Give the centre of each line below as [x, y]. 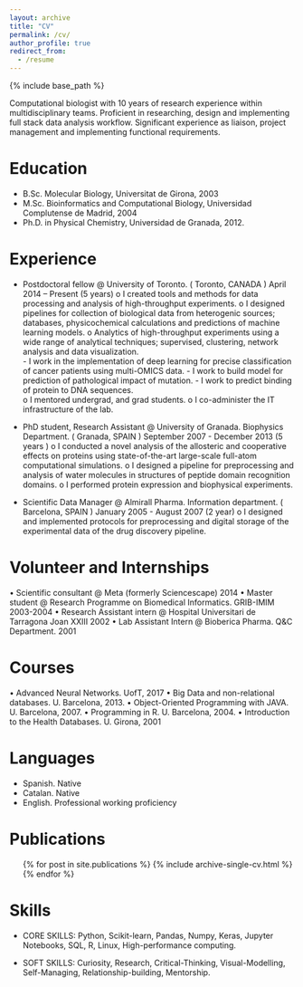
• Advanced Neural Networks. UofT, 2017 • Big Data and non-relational [142, 693]
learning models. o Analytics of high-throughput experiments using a [151, 332]
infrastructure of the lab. [68, 409]
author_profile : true [50, 43]
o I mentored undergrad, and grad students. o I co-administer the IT [149, 399]
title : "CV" [32, 26]
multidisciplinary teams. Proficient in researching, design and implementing [150, 113]
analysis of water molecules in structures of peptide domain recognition [156, 474]
